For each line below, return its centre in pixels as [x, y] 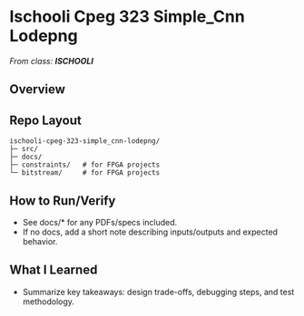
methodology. [49, 302]
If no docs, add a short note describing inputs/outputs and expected [150, 232]
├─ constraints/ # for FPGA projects [85, 165]
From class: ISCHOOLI [51, 61]
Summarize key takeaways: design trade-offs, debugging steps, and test [158, 292]
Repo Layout [45, 120]
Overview [38, 89]
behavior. [40, 241]
